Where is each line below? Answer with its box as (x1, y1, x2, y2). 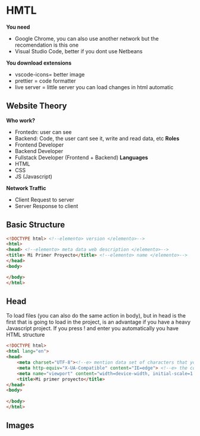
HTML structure (6, 331, 45, 339)
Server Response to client (14, 202, 79, 209)
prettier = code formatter (14, 77, 76, 84)
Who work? (6, 117, 36, 124)
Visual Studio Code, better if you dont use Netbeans (14, 47, 143, 54)
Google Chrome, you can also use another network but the (14, 35, 159, 42)
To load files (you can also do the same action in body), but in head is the (6, 312, 186, 319)
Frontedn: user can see (14, 128, 72, 135)
